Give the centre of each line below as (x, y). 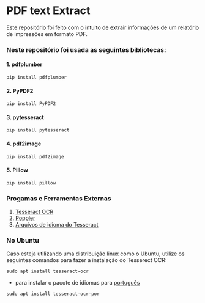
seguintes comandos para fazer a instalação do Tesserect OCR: (87, 260)
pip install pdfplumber (37, 78)
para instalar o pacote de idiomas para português (77, 283)
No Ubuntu (23, 241)
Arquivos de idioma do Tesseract (57, 225)
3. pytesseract (25, 117)
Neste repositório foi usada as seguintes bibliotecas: (86, 49)
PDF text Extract (48, 11)
